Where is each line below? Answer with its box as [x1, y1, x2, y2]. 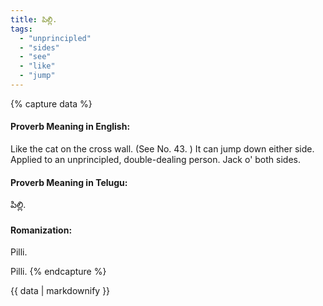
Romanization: [10, 224, 73, 236]
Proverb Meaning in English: [10, 121, 131, 133]
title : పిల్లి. [10, 14, 58, 25]
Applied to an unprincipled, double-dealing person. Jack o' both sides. [10, 154, 301, 166]
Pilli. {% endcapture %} [10, 266, 107, 278]
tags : [10, 24, 33, 34]
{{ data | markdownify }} [10, 285, 111, 297]
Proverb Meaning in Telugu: [10, 176, 128, 188]
